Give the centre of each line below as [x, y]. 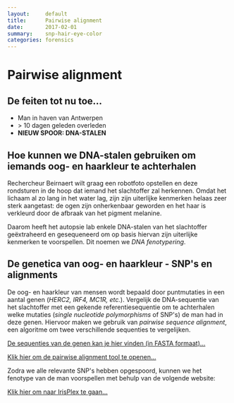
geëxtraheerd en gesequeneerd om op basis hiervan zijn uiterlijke [103, 234]
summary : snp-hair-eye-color [55, 34]
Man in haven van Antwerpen [60, 118]
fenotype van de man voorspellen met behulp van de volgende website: [111, 378]
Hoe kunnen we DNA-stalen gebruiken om [101, 155]
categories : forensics [41, 40]
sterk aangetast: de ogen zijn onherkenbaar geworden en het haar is [107, 205]
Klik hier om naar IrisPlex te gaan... [57, 392]
